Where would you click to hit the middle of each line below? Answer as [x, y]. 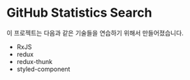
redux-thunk [35, 61]
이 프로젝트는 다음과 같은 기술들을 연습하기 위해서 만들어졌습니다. [95, 33]
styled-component [43, 69]
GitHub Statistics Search [79, 13]
